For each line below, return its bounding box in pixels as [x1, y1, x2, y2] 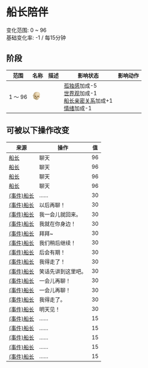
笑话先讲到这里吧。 [38, 268, 87, 275]
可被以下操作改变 [6, 125, 70, 136]
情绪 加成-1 [64, 104, 92, 112]
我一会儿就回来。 [38, 211, 81, 218]
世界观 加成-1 [64, 89, 97, 97]
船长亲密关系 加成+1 [64, 97, 113, 104]
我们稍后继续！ [38, 239, 76, 246]
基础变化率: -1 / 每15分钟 [6, 34, 67, 41]
